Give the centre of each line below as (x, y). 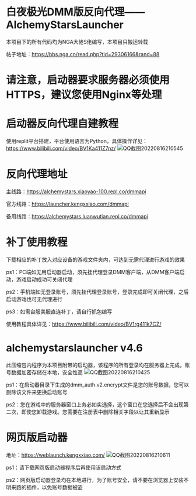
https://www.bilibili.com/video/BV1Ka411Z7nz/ (61, 148)
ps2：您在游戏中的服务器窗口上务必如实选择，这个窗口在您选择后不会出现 (95, 404)
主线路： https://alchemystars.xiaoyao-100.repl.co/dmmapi (76, 191)
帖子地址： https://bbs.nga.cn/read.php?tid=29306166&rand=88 (83, 54)
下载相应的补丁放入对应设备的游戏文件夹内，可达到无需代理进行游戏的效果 (95, 259)
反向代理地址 (37, 174)
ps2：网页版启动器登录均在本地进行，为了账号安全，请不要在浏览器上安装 (95, 480)
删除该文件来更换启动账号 (37, 392)
